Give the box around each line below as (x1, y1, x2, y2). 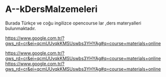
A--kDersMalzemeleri (5, 3, 98, 15)
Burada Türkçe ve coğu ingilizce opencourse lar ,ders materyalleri (5, 20, 141, 26)
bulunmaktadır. (5, 25, 36, 31)
